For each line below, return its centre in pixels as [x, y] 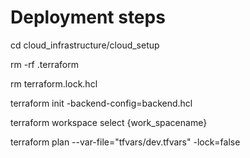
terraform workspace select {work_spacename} [109, 122]
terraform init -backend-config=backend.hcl [101, 103]
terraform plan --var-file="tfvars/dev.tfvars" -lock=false [125, 142]
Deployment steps [88, 17]
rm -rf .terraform [44, 64]
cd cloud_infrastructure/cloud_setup [85, 45]
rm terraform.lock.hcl [54, 83]
